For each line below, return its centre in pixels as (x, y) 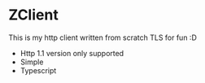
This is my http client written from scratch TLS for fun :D (102, 37)
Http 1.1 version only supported (72, 53)
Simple (32, 62)
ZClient (33, 15)
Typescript (38, 70)
